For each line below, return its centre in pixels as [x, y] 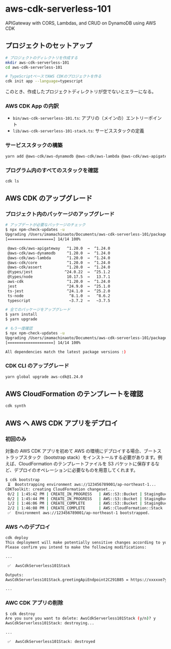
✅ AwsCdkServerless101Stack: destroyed [51, 642]
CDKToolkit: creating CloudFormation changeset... [60, 489]
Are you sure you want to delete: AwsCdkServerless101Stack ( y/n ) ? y [81, 618]
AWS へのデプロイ [28, 527]
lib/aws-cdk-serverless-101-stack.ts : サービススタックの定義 [78, 131]
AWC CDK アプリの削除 [34, 603]
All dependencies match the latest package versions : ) [66, 352]
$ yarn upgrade [21, 319]
